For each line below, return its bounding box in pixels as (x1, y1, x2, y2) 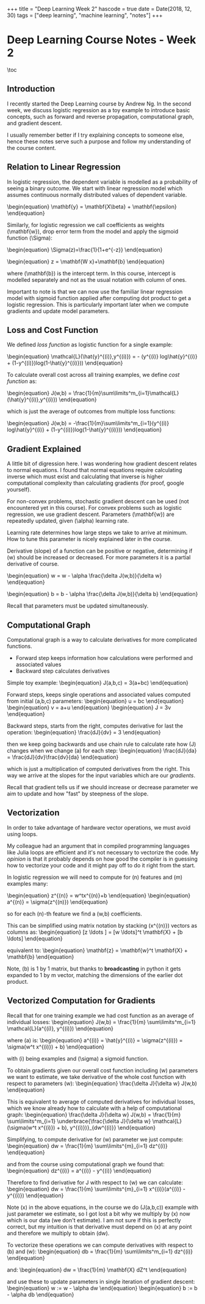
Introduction (7, 84, 56, 94)
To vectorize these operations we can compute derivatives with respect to (7, 1241, 194, 1248)
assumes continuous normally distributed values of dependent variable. (7, 191, 187, 198)
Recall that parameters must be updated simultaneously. (7, 602, 149, 609)
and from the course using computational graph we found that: (7, 1160, 165, 1167)
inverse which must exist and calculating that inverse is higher (7, 473, 164, 481)
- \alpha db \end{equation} (7, 1291, 74, 1298)
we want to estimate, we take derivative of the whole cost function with (7, 1073, 186, 1080)
